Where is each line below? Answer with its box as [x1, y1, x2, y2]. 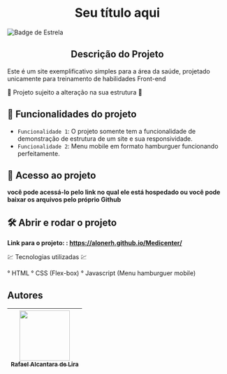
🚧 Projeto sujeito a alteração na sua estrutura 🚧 [7, 88, 142, 96]
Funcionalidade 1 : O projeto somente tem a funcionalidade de [17, 127, 196, 135]
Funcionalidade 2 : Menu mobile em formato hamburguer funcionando [17, 141, 219, 150]
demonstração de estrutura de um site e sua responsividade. [17, 134, 193, 143]
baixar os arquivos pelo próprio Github [7, 195, 122, 204]
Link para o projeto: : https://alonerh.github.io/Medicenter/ [7, 239, 183, 247]
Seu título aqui [74, 5, 161, 21]
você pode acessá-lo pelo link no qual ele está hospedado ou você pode [7, 188, 221, 197]
